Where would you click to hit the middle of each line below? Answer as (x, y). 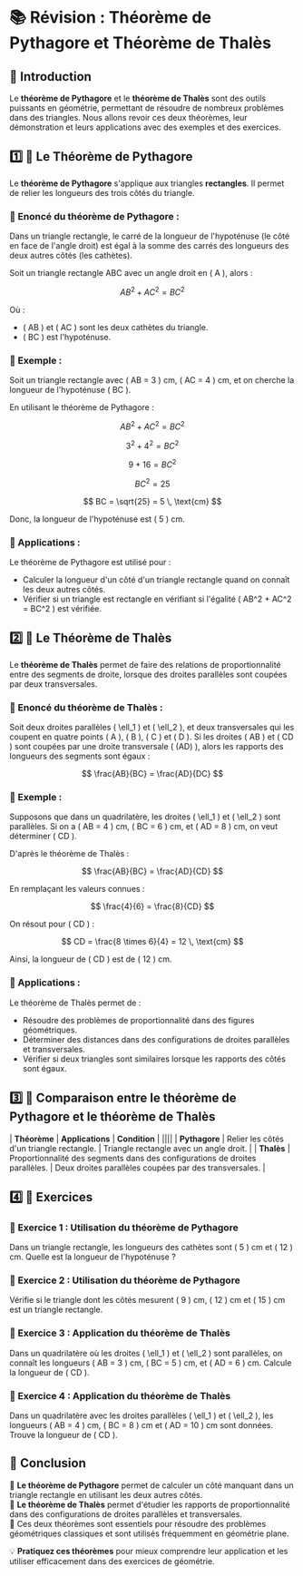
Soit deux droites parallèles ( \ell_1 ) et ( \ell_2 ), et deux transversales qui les (152, 728)
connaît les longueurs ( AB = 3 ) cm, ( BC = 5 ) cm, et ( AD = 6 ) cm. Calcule (151, 1363)
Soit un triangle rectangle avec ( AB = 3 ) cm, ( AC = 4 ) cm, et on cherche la (152, 380)
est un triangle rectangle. (56, 1310)
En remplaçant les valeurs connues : (77, 889)
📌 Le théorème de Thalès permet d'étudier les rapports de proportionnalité (150, 1504)
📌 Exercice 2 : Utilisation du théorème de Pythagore (125, 1280)
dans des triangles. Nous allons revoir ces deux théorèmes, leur (128, 117)
